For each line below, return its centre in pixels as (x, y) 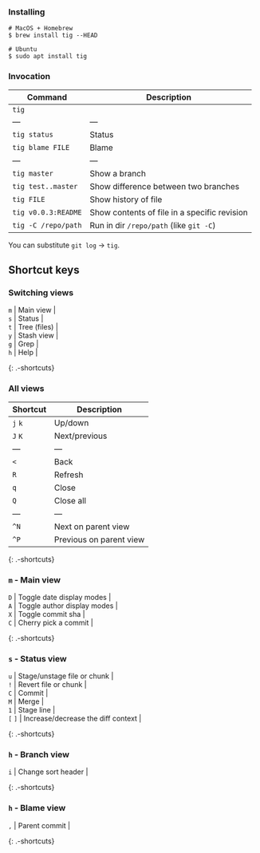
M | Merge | (26, 701)
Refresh (69, 475)
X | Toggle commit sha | (47, 614)
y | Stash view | (33, 336)
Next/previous (81, 436)
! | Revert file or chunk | (47, 685)
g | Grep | (24, 344)
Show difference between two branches (165, 186)
